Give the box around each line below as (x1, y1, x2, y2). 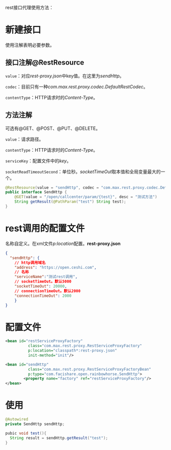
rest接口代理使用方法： (5, 5, 54, 10)
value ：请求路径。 (5, 136, 44, 142)
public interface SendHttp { (5, 190, 67, 195)
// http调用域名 (14, 260, 46, 265)
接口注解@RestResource (5, 58, 84, 67)
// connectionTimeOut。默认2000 (14, 288, 81, 294)
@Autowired (5, 417, 28, 422)
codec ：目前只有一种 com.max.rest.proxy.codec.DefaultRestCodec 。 (5, 83, 148, 90)
